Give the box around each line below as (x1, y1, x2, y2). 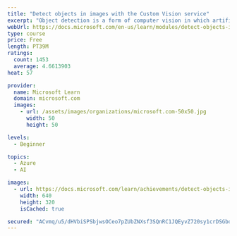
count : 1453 (13, 56, 49, 63)
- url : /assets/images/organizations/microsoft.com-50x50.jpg (20, 108, 207, 116)
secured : (7, 218, 33, 225)
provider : (7, 82, 37, 89)
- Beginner (13, 140, 46, 148)
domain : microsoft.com (13, 95, 80, 102)
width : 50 (25, 115, 55, 122)
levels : (7, 134, 30, 141)
